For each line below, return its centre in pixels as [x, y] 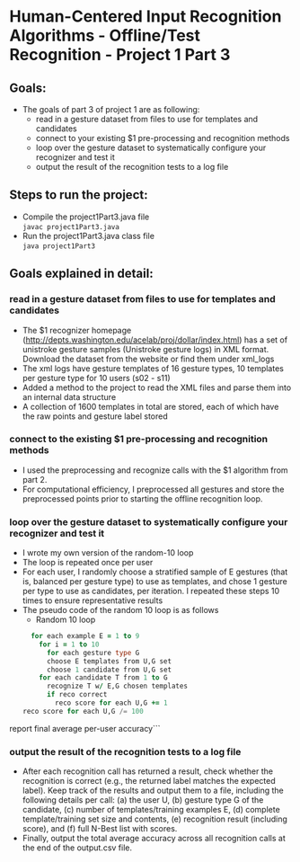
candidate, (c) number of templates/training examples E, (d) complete [151, 810]
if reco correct [77, 695]
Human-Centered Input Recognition [146, 17]
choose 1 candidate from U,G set [109, 670]
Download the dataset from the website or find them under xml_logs [148, 359]
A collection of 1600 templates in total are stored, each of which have [150, 406]
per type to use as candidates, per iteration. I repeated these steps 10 [151, 591]
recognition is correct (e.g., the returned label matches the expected [149, 781]
